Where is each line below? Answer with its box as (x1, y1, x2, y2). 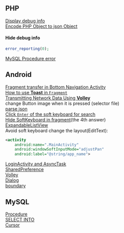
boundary (5, 183, 26, 189)
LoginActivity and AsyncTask (5, 161, 67, 167)
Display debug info (5, 17, 45, 24)
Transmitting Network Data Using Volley (5, 95, 91, 101)
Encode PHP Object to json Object (5, 23, 78, 29)
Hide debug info (5, 35, 40, 41)
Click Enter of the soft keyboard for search (5, 111, 96, 117)
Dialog (5, 177, 19, 183)
